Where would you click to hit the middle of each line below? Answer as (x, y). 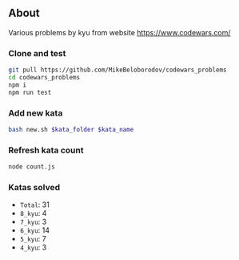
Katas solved (34, 187)
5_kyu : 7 (33, 239)
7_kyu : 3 (33, 222)
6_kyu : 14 (35, 230)
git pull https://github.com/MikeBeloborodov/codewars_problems (118, 70)
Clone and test (37, 53)
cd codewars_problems (44, 77)
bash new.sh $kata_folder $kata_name (71, 129)
